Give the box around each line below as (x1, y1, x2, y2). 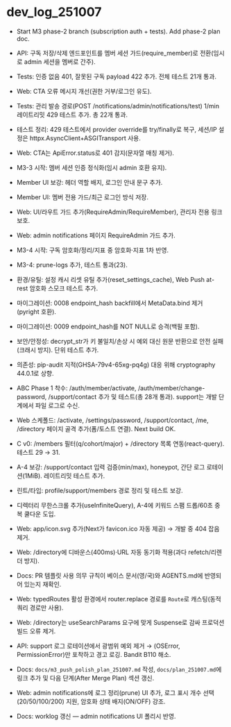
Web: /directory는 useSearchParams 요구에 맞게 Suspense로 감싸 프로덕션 (16, 618, 225, 626)
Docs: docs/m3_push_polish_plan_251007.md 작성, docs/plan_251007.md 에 (16, 665, 222, 674)
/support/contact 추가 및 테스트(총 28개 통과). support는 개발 (48, 392, 218, 401)
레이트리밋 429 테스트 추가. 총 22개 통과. (16, 110, 128, 119)
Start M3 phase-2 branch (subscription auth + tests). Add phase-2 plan (16, 27, 221, 35)
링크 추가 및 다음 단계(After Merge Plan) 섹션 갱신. (16, 674, 155, 682)
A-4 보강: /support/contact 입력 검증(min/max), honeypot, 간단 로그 (16, 462, 205, 471)
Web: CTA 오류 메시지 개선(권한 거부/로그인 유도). (16, 87, 152, 95)
